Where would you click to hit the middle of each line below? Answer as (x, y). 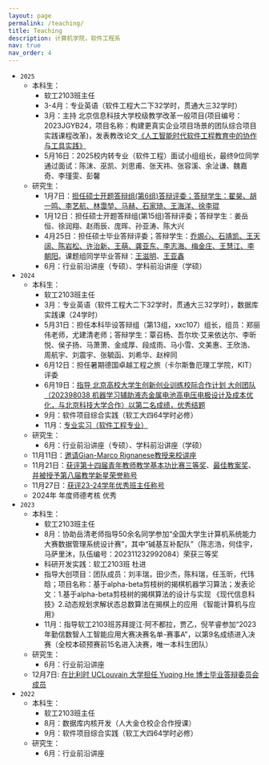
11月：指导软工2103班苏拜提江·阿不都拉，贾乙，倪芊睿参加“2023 (150, 624)
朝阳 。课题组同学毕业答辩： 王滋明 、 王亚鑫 (114, 256)
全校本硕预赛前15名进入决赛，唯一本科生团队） (135, 644)
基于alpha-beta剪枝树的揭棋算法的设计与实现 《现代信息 (155, 594)
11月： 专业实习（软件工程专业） (96, 425)
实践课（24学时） (73, 315)
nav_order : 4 (30, 53)
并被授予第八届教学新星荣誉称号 (84, 475)
